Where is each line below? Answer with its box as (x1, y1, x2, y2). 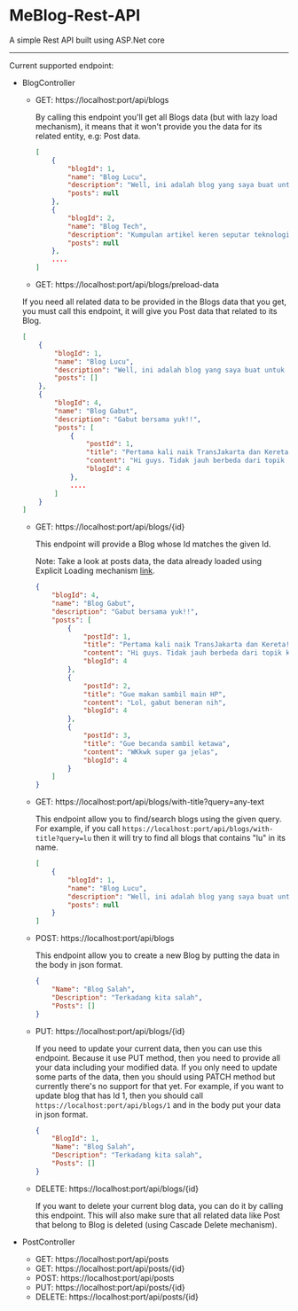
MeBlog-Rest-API (9, 5, 141, 26)
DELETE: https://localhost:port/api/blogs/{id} (35, 1183, 200, 1194)
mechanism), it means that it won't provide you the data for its (35, 121, 263, 131)
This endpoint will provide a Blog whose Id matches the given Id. (35, 538, 271, 550)
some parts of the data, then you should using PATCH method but (35, 1071, 276, 1082)
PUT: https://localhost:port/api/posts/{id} (35, 1282, 185, 1292)
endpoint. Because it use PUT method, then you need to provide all (35, 1052, 281, 1063)
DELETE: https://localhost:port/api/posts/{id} (35, 1291, 200, 1302)
